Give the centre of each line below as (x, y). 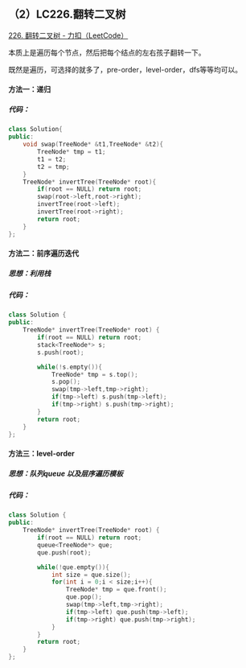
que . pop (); (84, 597)
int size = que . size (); (91, 575)
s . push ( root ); (61, 353)
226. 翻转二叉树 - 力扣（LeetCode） (68, 35)
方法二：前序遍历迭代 (43, 254)
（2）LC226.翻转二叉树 (67, 14)
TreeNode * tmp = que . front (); (116, 590)
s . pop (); (66, 382)
